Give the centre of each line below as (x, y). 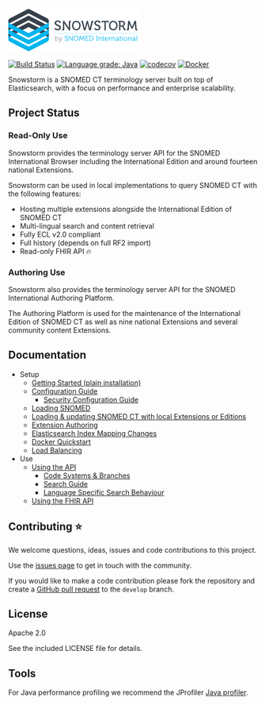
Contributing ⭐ (45, 527)
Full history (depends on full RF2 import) (85, 243)
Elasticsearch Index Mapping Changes (94, 433)
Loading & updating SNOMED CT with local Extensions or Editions (139, 416)
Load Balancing (57, 450)
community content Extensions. (60, 330)
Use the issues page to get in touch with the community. (100, 565)
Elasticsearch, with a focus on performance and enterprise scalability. (122, 88)
